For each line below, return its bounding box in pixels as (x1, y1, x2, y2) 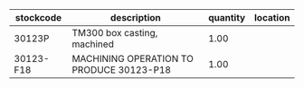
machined (71, 38, 115, 50)
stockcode (14, 12, 62, 23)
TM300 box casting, (71, 27, 158, 39)
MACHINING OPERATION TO (71, 53, 195, 65)
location (254, 12, 290, 23)
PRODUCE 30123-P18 (71, 64, 172, 75)
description (109, 12, 161, 23)
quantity (207, 12, 246, 23)
